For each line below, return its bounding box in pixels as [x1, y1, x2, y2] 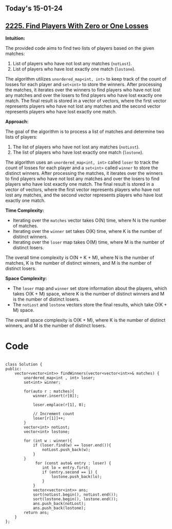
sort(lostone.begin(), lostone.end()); [32, 497, 118, 502]
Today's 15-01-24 [5, 4, 63, 13]
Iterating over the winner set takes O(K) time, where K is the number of [12, 228, 162, 234]
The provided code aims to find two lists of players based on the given [5, 45, 155, 51]
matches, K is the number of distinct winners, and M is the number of [5, 260, 152, 266]
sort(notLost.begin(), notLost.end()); [32, 492, 118, 497]
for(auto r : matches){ [24, 389, 74, 394]
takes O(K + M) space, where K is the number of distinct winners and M [12, 291, 165, 297]
